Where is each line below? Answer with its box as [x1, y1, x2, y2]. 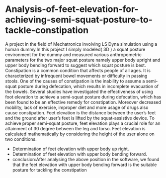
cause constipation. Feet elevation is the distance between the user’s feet [5, 109, 156, 115]
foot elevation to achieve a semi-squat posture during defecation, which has [5, 93, 162, 100]
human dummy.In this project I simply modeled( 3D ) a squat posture [5, 46, 146, 52]
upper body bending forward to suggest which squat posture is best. [5, 62, 146, 68]
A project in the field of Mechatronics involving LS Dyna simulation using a [5, 41, 158, 47]
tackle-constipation [5, 25, 88, 36]
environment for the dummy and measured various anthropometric [5, 51, 142, 58]
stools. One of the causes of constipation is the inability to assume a [5, 78, 145, 84]
